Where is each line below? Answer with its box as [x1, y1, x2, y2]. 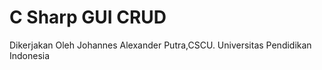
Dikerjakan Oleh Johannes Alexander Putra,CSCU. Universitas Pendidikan [9, 39, 312, 51]
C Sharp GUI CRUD [9, 6, 167, 29]
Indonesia [9, 49, 51, 61]
